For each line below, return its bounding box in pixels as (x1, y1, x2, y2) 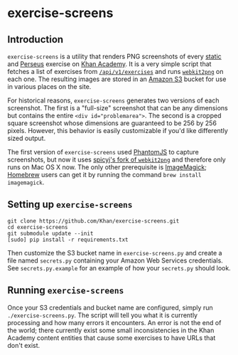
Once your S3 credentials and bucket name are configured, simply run (7, 303, 213, 312)
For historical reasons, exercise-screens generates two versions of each (7, 96, 220, 105)
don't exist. (7, 341, 40, 349)
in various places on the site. (7, 83, 92, 90)
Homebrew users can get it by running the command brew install (7, 171, 202, 179)
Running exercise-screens (7, 285, 124, 297)
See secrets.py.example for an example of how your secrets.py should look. (7, 263, 231, 272)
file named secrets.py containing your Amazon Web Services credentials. (7, 256, 224, 265)
